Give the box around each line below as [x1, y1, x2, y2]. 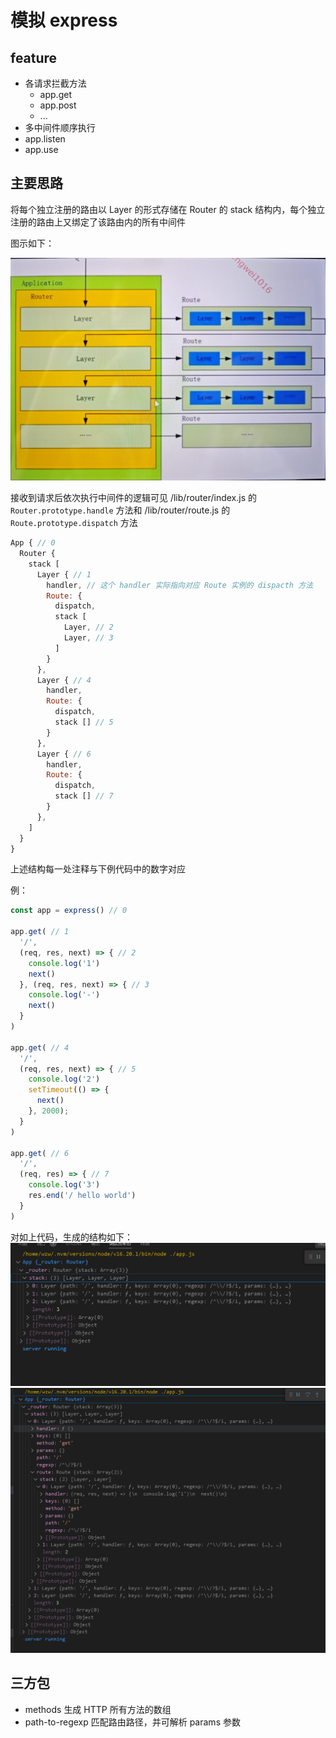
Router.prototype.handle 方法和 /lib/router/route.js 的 [10, 504, 231, 516]
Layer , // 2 [63, 622, 114, 633]
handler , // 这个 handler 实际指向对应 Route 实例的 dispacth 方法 [46, 580, 313, 590]
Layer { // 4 [36, 675, 92, 685]
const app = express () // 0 [10, 906, 128, 916]
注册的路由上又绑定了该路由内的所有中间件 [10, 216, 186, 228]
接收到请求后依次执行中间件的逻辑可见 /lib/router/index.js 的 [10, 492, 258, 504]
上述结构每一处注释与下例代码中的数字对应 [10, 863, 186, 875]
